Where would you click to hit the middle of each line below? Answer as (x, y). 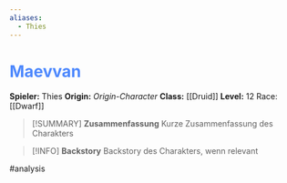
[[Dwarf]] (27, 107)
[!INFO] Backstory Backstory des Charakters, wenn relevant (145, 151)
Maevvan (46, 71)
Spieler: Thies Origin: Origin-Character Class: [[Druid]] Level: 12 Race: (143, 97)
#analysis (27, 168)
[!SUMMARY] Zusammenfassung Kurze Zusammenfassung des (152, 124)
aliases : (26, 18)
